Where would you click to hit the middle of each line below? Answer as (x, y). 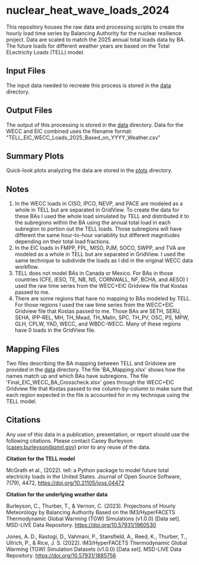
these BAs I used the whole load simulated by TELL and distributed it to (102, 216)
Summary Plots (35, 156)
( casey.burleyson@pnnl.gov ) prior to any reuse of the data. (78, 447)
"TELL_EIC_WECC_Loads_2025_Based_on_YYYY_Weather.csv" (83, 137)
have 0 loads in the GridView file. (55, 330)
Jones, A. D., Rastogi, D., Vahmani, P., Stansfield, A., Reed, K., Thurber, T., (97, 536)
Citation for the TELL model (41, 458)
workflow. (27, 267)
